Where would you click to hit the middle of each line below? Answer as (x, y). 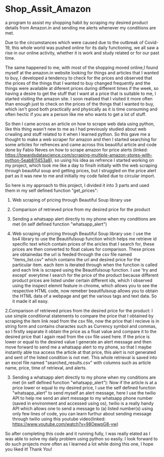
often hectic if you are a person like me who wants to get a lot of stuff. (76, 114)
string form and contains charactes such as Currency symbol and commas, (81, 326)
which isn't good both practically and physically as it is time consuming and (81, 109)
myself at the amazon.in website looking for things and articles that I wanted (82, 72)
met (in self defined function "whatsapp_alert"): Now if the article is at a (84, 382)
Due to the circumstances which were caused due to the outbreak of (74, 42)
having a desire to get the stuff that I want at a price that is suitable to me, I (81, 93)
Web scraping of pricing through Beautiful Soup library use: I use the (81, 233)
